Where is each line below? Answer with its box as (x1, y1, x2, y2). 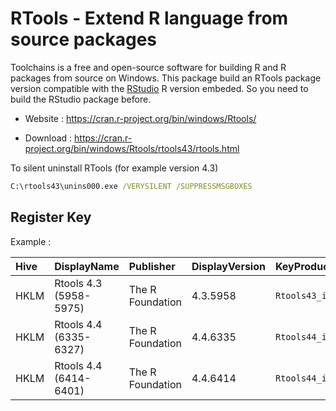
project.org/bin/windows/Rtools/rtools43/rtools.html (24, 142, 240, 154)
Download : (24, 132, 73, 144)
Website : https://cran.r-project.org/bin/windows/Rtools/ (24, 112, 257, 124)
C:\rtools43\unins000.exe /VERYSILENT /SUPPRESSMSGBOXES (10, 181, 253, 191)
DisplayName (54, 259, 120, 273)
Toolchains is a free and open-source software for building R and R (10, 61, 287, 73)
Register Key (10, 209, 92, 226)
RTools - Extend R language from (10, 7, 289, 30)
